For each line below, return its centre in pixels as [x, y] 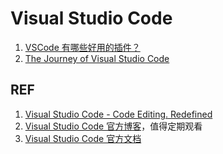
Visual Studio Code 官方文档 [83, 138]
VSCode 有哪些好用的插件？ [82, 47]
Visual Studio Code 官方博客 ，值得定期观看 [113, 126]
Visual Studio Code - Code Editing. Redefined [118, 114]
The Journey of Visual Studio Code [97, 58]
